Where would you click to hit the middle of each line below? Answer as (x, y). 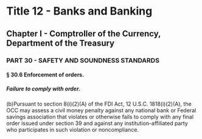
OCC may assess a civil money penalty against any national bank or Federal (101, 110)
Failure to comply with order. (44, 89)
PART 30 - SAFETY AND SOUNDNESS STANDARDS (83, 60)
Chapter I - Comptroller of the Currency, (84, 34)
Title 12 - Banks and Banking (79, 11)
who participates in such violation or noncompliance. (72, 130)
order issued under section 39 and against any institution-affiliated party (97, 123)
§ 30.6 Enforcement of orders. (45, 75)
